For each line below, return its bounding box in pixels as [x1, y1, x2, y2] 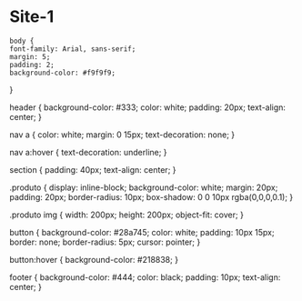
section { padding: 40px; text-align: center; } [9, 164, 176, 175]
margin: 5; [9, 52, 51, 61]
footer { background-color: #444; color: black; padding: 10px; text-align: [9, 271, 281, 283]
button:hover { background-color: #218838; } [9, 254, 179, 265]
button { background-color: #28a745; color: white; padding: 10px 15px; [9, 226, 275, 237]
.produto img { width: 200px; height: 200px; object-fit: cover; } [9, 209, 244, 220]
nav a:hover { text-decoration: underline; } [9, 146, 167, 157]
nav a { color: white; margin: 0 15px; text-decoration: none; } [9, 129, 236, 140]
